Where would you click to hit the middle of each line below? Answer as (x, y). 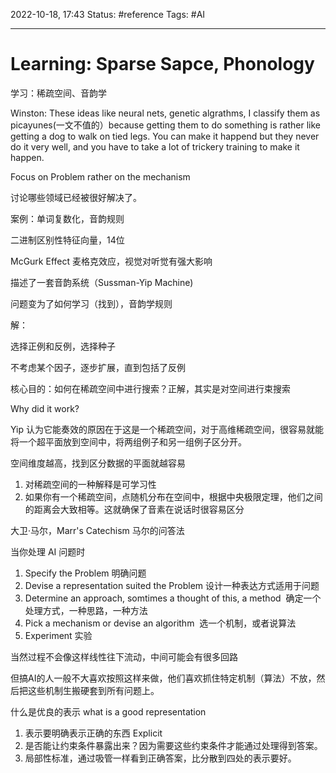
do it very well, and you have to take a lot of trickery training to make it (155, 146)
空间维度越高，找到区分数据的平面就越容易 (98, 463)
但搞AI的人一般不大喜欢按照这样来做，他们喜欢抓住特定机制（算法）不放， (163, 678)
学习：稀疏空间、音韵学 (58, 93)
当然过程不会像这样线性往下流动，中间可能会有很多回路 (124, 656)
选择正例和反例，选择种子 (63, 346)
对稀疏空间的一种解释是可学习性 (90, 484)
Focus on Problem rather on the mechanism (100, 176)
